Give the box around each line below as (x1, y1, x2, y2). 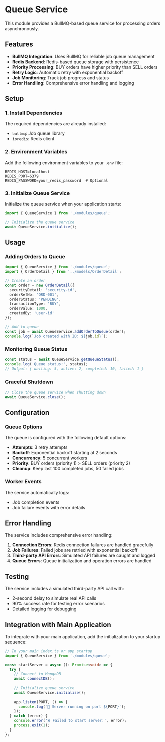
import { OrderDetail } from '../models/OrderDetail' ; (5, 269, 122, 274)
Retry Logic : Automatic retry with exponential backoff (12, 69, 123, 75)
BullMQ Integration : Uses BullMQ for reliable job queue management (12, 53, 155, 59)
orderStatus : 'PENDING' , (9, 297, 61, 302)
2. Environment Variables (5, 148, 68, 155)
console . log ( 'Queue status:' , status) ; (5, 361, 88, 366)
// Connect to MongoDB (14, 672, 61, 677)
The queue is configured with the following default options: (5, 435, 127, 441)
